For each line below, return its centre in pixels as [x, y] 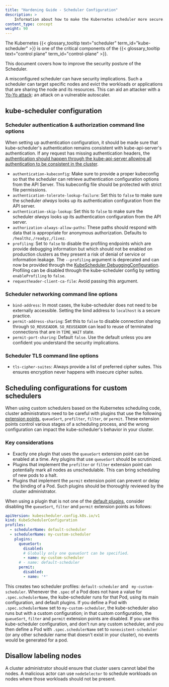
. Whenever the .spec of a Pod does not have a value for [84, 592]
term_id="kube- [134, 43]
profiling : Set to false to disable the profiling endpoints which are [82, 243]
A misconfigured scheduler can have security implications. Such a [74, 79]
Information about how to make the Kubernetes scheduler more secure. [90, 19]
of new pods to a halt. [35, 475]
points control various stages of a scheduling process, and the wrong [77, 424]
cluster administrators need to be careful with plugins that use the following [83, 413]
